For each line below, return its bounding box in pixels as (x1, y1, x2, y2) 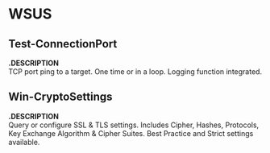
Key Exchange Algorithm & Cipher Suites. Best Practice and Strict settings (8, 128, 254, 138)
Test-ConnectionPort (8, 37, 118, 51)
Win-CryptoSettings (8, 90, 113, 104)
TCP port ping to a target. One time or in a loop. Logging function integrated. (8, 67, 263, 76)
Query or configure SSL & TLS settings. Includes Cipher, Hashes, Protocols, (8, 120, 260, 130)
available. (8, 137, 40, 147)
